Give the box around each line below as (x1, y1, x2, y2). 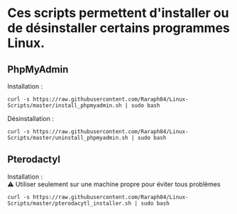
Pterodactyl (7, 154, 60, 166)
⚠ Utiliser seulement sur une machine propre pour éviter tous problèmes (7, 179, 221, 188)
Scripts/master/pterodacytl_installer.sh (7, 200, 132, 207)
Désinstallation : (7, 115, 55, 123)
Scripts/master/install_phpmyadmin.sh (7, 102, 122, 109)
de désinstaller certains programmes (7, 20, 231, 36)
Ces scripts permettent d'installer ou (7, 5, 229, 21)
